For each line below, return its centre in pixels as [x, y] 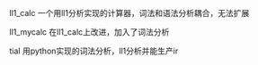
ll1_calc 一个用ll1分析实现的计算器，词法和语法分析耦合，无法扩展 [129, 13]
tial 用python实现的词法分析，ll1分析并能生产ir [94, 51]
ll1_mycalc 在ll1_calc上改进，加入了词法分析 [89, 32]
